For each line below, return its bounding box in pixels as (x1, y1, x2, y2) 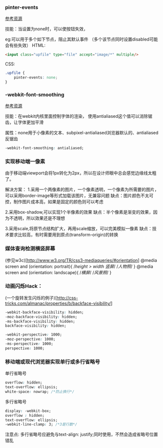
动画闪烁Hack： (5, 283, 43, 290)
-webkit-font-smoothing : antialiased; (5, 146, 84, 150)
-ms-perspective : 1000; (5, 341, 54, 346)
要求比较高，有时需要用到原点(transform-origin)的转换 (9, 232, 119, 238)
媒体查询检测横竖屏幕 (5, 245, 55, 252)
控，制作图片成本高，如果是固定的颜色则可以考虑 (5, 199, 103, 205)
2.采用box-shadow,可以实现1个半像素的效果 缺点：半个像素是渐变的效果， (5, 209, 154, 215)
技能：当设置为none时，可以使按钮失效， (5, 26, 88, 32)
